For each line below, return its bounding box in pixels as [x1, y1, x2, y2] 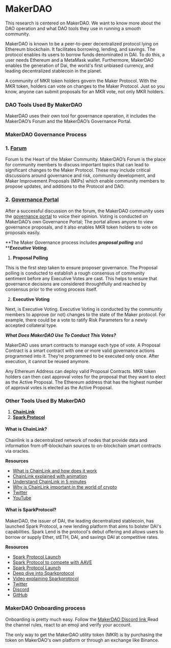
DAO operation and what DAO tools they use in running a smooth [5, 25, 141, 31]
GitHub [12, 592, 28, 598]
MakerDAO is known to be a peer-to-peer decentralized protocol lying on [5, 40, 159, 46]
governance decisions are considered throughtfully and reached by [5, 281, 147, 287]
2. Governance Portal [5, 196, 59, 203]
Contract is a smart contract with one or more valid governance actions [5, 347, 155, 354]
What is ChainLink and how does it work [12, 468, 97, 474]
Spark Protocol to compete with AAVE [12, 559, 93, 565]
